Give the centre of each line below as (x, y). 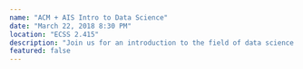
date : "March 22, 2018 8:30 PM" (70, 26)
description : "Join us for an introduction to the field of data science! (154, 43)
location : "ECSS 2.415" (54, 34)
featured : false (40, 51)
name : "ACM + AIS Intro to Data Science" (89, 17)
